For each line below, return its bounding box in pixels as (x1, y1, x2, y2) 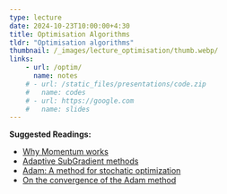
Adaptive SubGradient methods (22, 156, 139, 166)
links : (9, 55, 34, 63)
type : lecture (9, 13, 63, 22)
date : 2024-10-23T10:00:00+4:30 (9, 21, 130, 30)
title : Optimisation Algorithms (9, 30, 130, 38)
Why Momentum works (22, 147, 109, 157)
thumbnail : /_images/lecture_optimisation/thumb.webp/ (9, 46, 219, 55)
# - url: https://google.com (25, 96, 135, 105)
